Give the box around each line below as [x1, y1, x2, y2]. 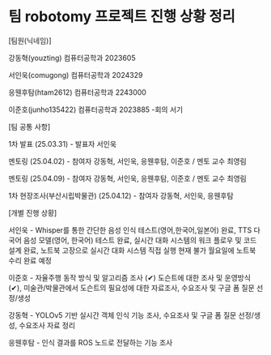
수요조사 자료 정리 [19, 320, 75, 330]
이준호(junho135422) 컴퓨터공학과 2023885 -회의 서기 [8, 105, 184, 114]
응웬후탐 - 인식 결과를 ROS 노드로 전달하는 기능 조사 [8, 337, 173, 347]
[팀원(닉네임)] [8, 36, 52, 45]
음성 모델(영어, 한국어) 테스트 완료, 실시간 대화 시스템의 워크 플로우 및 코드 [23, 235, 257, 245]
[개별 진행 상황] [8, 207, 57, 217]
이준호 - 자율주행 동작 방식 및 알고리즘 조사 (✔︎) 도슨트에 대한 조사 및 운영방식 [8, 272, 251, 282]
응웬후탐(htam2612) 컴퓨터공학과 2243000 [8, 87, 147, 97]
